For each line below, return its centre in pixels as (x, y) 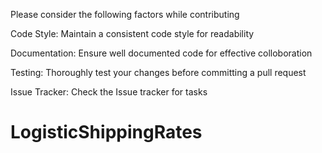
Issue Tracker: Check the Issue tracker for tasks (109, 92)
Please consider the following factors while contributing (125, 14)
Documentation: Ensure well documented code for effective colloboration (161, 53)
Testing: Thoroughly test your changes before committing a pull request (158, 72)
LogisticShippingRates (106, 132)
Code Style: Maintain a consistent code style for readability (132, 33)
